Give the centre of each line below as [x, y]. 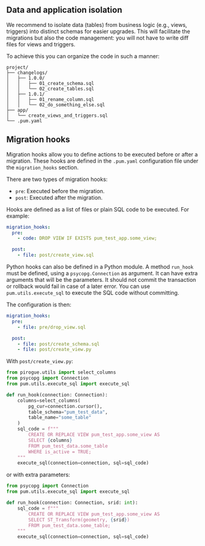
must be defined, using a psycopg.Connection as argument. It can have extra [102, 273]
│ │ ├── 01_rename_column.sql [50, 99]
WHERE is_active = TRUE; [60, 452]
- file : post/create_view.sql [56, 255]
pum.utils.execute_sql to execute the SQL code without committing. [93, 293]
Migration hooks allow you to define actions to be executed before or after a [102, 154]
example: [18, 216]
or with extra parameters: [38, 475]
